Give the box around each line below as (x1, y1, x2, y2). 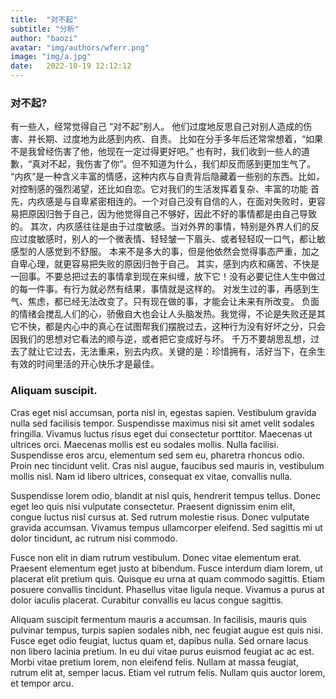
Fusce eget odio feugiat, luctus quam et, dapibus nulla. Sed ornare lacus (10, 634, 309, 646)
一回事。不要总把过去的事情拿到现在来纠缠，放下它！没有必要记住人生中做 (10, 271, 317, 283)
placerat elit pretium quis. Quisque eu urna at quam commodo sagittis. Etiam (10, 572, 326, 585)
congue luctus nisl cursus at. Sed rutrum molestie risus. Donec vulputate (10, 511, 310, 523)
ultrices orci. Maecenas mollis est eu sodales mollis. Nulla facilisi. (10, 438, 279, 450)
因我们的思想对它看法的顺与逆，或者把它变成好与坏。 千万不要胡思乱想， (10, 333, 311, 345)
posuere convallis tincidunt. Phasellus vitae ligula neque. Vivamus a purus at (10, 583, 325, 595)
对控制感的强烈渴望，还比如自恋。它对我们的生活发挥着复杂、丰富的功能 (10, 183, 308, 195)
